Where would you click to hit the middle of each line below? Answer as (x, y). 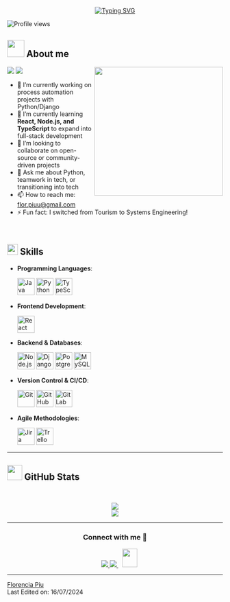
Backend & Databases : (50, 343)
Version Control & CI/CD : (53, 380)
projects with (35, 99)
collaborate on (37, 150)
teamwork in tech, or (46, 179)
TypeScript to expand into (54, 128)
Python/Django (38, 106)
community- (63, 157)
